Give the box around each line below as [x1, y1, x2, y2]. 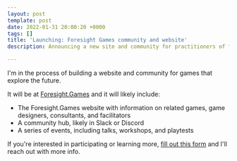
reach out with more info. [7, 148, 80, 155]
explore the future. [7, 76, 61, 85]
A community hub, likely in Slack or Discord [17, 119, 145, 127]
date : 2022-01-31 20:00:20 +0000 [7, 23, 106, 30]
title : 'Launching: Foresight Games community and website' [7, 37, 188, 44]
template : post [7, 17, 52, 24]
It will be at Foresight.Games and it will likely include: [7, 90, 160, 98]
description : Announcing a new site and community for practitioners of [7, 43, 226, 50]
